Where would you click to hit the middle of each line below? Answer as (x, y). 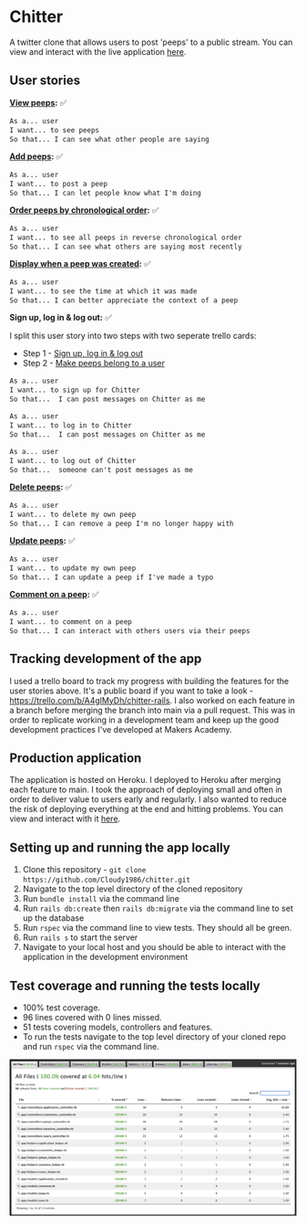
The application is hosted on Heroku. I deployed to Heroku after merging (145, 780)
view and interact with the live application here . (98, 51)
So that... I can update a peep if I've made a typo (112, 577)
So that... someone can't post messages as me (102, 470)
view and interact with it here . (65, 818)
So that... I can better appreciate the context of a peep (124, 300)
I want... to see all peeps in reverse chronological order (126, 238)
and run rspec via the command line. (91, 1046)
